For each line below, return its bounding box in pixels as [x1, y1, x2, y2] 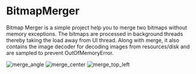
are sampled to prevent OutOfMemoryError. [6, 49, 114, 56]
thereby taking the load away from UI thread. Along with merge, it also [6, 36, 180, 44]
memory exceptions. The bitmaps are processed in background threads [6, 30, 183, 37]
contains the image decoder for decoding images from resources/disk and [6, 43, 190, 50]
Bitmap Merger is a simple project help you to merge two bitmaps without [6, 24, 188, 31]
